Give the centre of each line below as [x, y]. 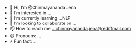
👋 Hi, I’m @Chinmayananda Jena [43, 8]
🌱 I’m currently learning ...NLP [40, 18]
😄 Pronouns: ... [26, 36]
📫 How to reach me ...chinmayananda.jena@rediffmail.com [70, 29]
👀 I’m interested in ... [31, 13]
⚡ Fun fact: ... [23, 41]
